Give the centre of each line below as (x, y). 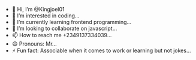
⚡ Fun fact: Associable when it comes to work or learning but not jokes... (101, 50)
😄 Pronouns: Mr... (34, 44)
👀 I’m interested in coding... (46, 16)
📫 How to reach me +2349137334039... (62, 35)
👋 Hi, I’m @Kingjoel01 (38, 9)
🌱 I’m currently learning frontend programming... (72, 22)
